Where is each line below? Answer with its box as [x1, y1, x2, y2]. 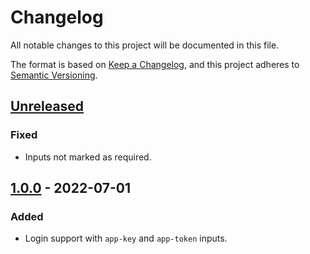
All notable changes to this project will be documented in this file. [10, 39, 280, 51]
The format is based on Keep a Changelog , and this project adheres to [10, 58, 300, 70]
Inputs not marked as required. [24, 151, 152, 163]
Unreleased [10, 98, 85, 115]
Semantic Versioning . [10, 69, 98, 81]
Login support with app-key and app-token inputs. [24, 232, 228, 245]
